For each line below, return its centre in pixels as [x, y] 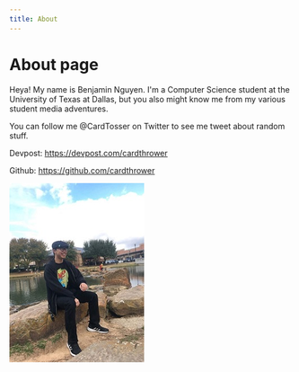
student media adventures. [59, 109]
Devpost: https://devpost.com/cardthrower [88, 153]
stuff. [19, 136]
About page [54, 64]
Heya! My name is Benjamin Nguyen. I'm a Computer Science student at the [149, 89]
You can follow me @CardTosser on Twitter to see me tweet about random [147, 126]
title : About [34, 19]
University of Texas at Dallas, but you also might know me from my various [147, 99]
